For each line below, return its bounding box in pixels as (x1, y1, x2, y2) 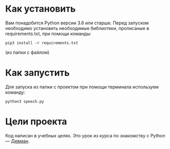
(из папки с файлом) (5, 49, 50, 55)
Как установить (5, 3, 76, 15)
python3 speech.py (5, 99, 44, 104)
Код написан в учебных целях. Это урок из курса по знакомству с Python (5, 132, 165, 138)
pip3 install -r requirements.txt (5, 40, 79, 46)
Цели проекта (5, 116, 67, 127)
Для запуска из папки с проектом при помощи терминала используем (5, 84, 159, 90)
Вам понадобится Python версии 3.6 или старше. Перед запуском (5, 20, 149, 26)
